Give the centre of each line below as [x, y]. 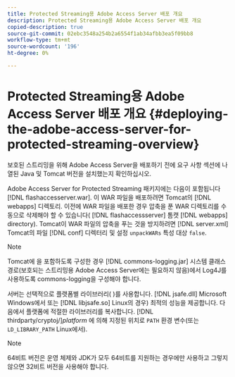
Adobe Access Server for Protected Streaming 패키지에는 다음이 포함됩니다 [114, 188]
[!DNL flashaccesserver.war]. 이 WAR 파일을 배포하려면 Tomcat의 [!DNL [109, 197]
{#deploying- [189, 114]
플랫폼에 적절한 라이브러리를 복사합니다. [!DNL [89, 311]
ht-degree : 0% [28, 54]
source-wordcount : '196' [44, 47]
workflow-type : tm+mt [39, 40]
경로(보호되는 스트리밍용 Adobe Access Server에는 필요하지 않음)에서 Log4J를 [117, 270]
